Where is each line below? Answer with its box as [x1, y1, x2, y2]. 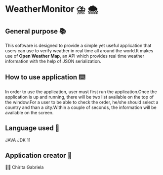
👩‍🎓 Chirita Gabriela [5, 164, 44, 170]
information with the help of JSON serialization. [5, 58, 101, 64]
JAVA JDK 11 [5, 137, 31, 143]
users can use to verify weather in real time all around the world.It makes [5, 48, 154, 54]
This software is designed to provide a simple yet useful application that [5, 42, 152, 48]
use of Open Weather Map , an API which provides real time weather [5, 53, 145, 59]
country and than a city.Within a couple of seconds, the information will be [5, 104, 157, 110]
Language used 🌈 [5, 124, 60, 133]
